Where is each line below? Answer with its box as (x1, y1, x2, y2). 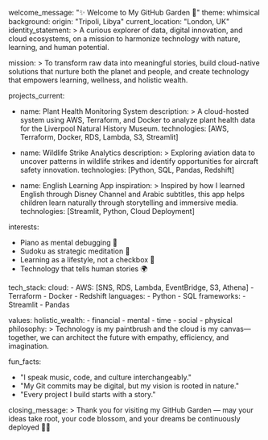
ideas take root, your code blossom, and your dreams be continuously (8, 414, 241, 423)
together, (8, 333, 39, 342)
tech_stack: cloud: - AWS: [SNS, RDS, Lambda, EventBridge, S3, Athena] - (8, 283, 254, 292)
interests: (8, 222, 39, 232)
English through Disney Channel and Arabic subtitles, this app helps (19, 190, 245, 199)
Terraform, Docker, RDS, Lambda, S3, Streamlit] (19, 132, 179, 141)
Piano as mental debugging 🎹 (19, 238, 118, 247)
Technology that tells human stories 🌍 (19, 264, 148, 274)
